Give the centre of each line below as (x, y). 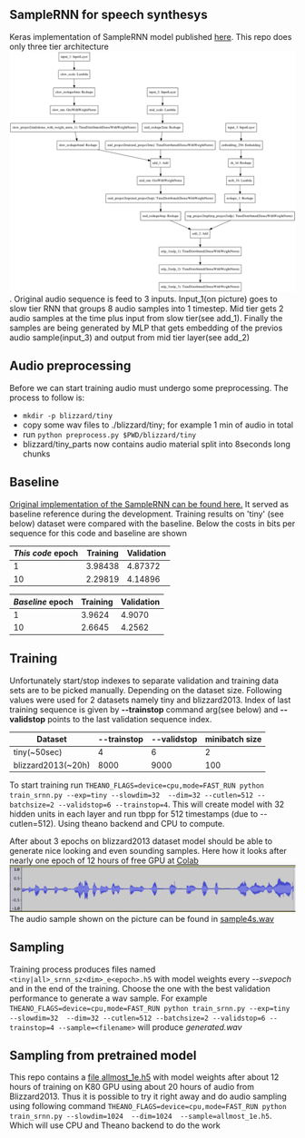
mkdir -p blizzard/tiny (68, 416)
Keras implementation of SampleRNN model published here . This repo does (151, 36)
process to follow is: (47, 397)
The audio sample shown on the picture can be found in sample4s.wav (142, 918)
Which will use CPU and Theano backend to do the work (115, 1125)
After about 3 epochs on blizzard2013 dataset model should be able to (141, 841)
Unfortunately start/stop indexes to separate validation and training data (144, 681)
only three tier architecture (59, 46)
